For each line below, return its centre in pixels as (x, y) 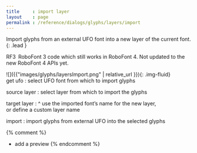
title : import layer (38, 11)
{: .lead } (16, 45)
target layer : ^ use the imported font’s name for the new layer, (81, 104)
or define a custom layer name (43, 110)
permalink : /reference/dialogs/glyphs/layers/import (74, 22)
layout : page (27, 17)
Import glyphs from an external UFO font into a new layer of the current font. (98, 39)
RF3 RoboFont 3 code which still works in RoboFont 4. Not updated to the (96, 57)
